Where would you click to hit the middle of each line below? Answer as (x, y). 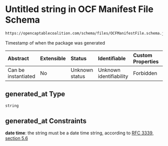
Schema (22, 20)
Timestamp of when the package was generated (55, 43)
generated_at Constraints (46, 121)
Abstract (18, 58)
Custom (143, 55)
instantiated (21, 76)
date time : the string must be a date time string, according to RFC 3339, (79, 133)
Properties (146, 61)
